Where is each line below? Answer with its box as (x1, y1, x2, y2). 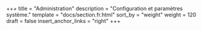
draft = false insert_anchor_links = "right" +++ (6, 18, 121, 24)
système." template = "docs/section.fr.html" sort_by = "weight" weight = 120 (6, 11, 197, 18)
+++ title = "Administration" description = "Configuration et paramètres (6, 5, 183, 12)
